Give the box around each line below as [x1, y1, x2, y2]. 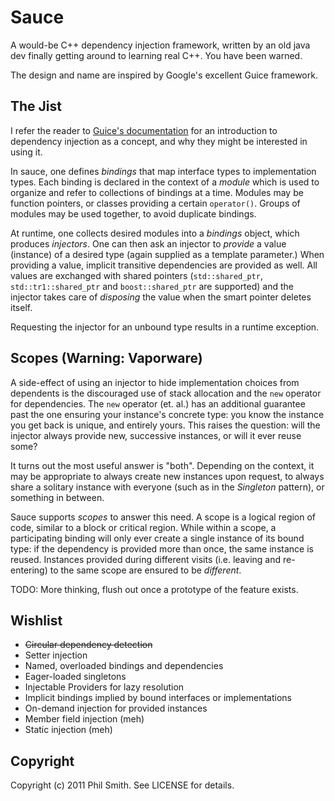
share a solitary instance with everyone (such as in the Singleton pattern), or [10, 481, 325, 493]
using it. [10, 146, 43, 158]
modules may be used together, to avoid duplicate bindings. [10, 207, 257, 220]
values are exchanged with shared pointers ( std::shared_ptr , [10, 269, 263, 281]
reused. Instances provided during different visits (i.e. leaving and [10, 553, 282, 565]
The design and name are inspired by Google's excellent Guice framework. [10, 69, 318, 81]
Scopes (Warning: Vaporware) [10, 350, 203, 367]
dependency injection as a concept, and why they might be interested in [10, 135, 308, 147]
